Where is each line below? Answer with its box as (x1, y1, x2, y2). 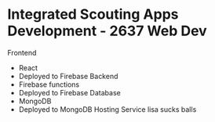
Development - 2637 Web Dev (7, 22, 207, 40)
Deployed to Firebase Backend (18, 71, 118, 81)
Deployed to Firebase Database (18, 88, 121, 97)
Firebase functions (18, 80, 80, 89)
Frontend (7, 48, 37, 57)
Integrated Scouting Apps (7, 5, 179, 23)
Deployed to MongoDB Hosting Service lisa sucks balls (18, 104, 197, 114)
